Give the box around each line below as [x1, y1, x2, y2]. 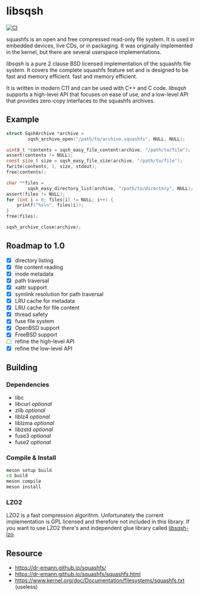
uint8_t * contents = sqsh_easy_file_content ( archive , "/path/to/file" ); [6, 147, 191, 153]
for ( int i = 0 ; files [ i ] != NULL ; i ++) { [6, 197, 113, 203]
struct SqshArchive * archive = [6, 130, 84, 136]
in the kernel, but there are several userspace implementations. [6, 48, 162, 55]
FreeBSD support [14, 331, 58, 338]
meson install [6, 484, 42, 490]
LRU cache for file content [14, 304, 79, 311]
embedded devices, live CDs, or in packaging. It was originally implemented [6, 42, 193, 49]
